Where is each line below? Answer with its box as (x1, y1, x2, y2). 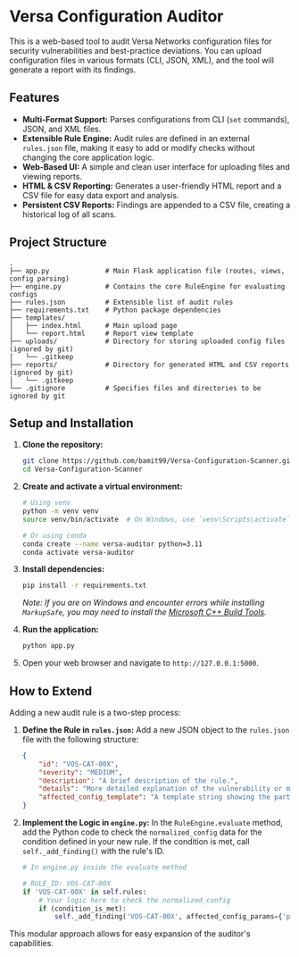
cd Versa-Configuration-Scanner (21, 465, 143, 474)
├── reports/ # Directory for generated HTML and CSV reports (9, 360, 290, 369)
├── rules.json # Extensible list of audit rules (9, 298, 234, 306)
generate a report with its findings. (9, 64, 137, 75)
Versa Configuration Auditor (9, 6, 224, 27)
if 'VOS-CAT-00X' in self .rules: (21, 887, 147, 896)
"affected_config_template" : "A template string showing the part (38, 793, 291, 802)
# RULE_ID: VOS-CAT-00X (21, 878, 112, 888)
